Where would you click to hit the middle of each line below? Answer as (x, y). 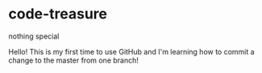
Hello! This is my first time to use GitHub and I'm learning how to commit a (132, 51)
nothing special (34, 36)
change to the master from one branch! (74, 60)
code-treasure (58, 14)
